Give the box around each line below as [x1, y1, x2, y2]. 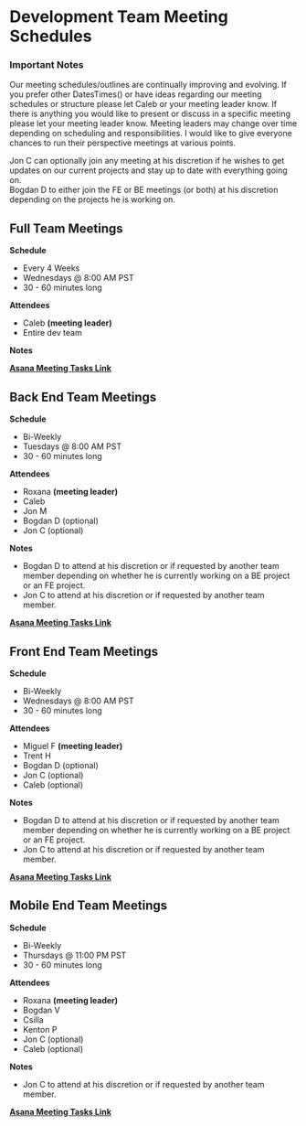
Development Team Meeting [9, 6, 228, 27]
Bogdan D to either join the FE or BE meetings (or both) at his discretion [9, 185, 279, 196]
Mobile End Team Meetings [9, 898, 168, 914]
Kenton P [22, 1024, 58, 1035]
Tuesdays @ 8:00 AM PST [22, 441, 121, 452]
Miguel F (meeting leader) [22, 740, 123, 751]
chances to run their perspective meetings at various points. [9, 137, 236, 148]
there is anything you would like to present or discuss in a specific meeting [9, 108, 290, 120]
